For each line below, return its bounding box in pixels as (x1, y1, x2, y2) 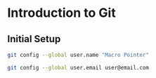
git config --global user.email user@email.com (7, 64, 150, 71)
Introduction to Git (7, 5, 116, 21)
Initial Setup (7, 33, 61, 45)
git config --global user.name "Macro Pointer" (7, 51, 150, 58)
